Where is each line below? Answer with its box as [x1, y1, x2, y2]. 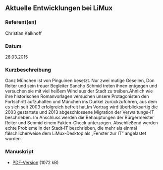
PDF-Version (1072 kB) [12, 159, 59, 166]
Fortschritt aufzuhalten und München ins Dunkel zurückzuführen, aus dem [5, 99, 157, 105]
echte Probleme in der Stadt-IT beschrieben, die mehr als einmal [5, 125, 137, 131]
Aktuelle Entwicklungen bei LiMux [5, 4, 113, 12]
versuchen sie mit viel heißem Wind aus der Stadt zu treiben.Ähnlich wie [5, 88, 153, 94]
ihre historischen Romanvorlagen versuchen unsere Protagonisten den [5, 93, 149, 99]
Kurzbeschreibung [5, 66, 51, 73]
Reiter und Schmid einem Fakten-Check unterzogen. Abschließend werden [5, 120, 159, 126]
